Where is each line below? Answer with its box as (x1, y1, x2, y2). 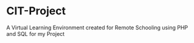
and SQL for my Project (6, 30, 65, 37)
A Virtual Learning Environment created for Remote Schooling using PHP (6, 24, 189, 31)
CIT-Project (6, 4, 66, 18)
